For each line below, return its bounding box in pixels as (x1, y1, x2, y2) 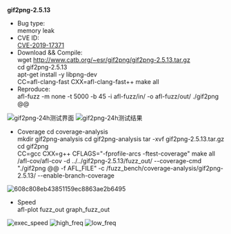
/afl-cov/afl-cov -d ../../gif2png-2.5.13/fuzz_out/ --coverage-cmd (17, 157, 202, 164)
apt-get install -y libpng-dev (17, 70, 98, 78)
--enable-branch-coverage (37, 171, 115, 180)
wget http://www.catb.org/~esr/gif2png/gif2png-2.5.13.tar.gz (17, 56, 191, 64)
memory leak (17, 27, 55, 34)
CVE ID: (17, 34, 39, 42)
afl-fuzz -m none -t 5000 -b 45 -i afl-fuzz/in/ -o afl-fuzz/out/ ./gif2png (17, 92, 219, 100)
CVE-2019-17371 (17, 41, 64, 49)
